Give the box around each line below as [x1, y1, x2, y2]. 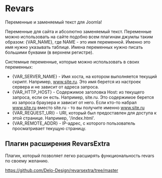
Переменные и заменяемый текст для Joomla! [5, 19, 102, 25]
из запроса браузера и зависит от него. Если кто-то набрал [12, 99, 137, 105]
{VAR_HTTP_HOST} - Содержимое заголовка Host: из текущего [12, 89, 145, 95]
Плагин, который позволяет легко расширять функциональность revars [5, 153, 155, 158]
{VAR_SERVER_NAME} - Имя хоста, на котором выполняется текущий [12, 73, 157, 79]
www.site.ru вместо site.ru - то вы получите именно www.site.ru [12, 105, 145, 111]
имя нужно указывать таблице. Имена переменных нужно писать [5, 44, 143, 50]
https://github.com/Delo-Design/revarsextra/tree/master [5, 167, 119, 173]
